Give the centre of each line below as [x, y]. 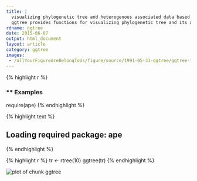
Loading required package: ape [64, 135]
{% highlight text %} [30, 116]
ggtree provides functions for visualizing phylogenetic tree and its [99, 22]
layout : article [26, 45]
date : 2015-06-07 [27, 33]
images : [16, 55]
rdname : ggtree [25, 28]
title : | [17, 11]
